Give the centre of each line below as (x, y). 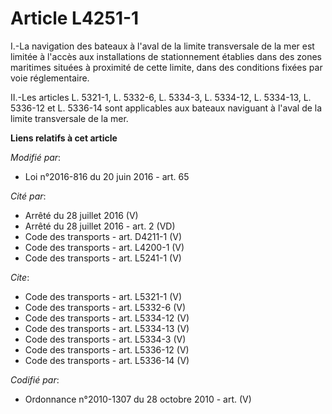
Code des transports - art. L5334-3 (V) (105, 339)
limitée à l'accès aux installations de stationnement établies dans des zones (166, 56)
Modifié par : (36, 157)
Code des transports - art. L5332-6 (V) (105, 307)
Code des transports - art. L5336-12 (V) (107, 349)
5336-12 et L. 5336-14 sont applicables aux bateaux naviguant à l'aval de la (166, 108)
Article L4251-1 (75, 18)
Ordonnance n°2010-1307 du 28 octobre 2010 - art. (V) (138, 399)
